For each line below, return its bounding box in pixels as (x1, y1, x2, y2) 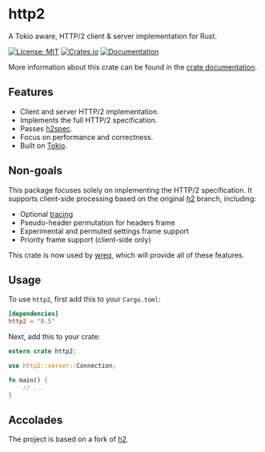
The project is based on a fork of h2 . (8, 434, 129, 444)
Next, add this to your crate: (8, 332, 101, 342)
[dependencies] (8, 310, 59, 318)
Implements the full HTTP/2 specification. (19, 115, 158, 125)
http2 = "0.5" (8, 318, 56, 326)
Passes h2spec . (19, 123, 73, 133)
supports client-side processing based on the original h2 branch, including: (8, 194, 257, 203)
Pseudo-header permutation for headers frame (19, 218, 176, 227)
